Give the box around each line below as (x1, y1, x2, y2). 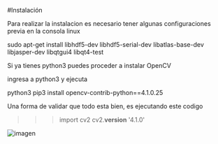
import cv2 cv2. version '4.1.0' (59, 115, 145, 124)
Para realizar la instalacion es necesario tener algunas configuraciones (7, 20, 211, 27)
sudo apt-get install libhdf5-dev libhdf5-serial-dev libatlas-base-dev (7, 41, 205, 48)
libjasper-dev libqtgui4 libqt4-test (7, 48, 104, 56)
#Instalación (7, 6, 43, 14)
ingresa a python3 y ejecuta (7, 75, 88, 83)
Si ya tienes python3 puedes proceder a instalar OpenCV (7, 62, 171, 69)
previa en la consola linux (7, 27, 80, 35)
